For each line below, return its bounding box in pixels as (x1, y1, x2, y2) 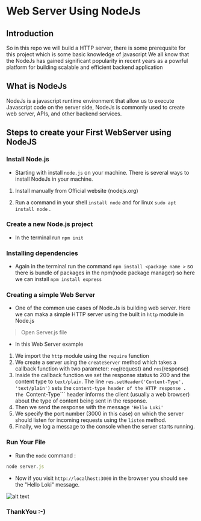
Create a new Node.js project (6, 220, 93, 228)
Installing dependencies (6, 249, 78, 257)
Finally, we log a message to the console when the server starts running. (14, 423, 196, 430)
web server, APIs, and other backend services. (6, 110, 122, 117)
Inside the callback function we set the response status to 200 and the (14, 372, 190, 379)
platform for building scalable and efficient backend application (6, 63, 164, 71)
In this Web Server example (14, 340, 84, 348)
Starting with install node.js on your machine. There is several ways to (14, 169, 190, 176)
